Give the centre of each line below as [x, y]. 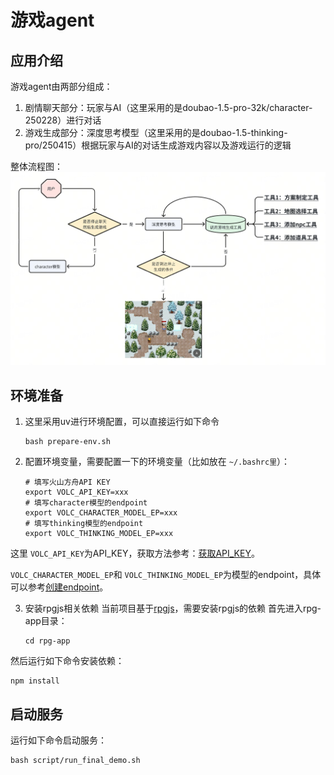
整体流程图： [36, 166]
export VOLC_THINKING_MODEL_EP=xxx [99, 534]
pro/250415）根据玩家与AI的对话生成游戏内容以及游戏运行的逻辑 [158, 145]
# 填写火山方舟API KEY [67, 482]
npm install [35, 681]
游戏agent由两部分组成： [61, 86]
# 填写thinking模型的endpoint [84, 524]
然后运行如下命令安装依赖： [67, 661]
